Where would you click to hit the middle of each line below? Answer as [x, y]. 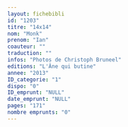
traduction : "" [30, 54]
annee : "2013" [28, 73]
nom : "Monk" [25, 34]
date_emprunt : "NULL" [39, 99]
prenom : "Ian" [28, 40]
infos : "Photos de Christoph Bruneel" [64, 60]
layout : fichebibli [36, 14]
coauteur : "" [27, 47]
